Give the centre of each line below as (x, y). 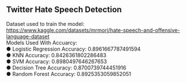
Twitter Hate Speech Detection (64, 10)
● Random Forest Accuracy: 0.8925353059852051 (69, 74)
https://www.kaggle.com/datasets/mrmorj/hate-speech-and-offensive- (93, 30)
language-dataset (28, 36)
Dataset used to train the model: (45, 24)
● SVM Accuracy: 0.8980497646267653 (57, 61)
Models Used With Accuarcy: (42, 42)
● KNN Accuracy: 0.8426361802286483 (56, 55)
